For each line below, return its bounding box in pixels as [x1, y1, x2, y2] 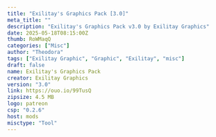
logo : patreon [7, 100, 49, 107]
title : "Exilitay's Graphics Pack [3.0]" [7, 10, 129, 17]
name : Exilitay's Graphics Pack [7, 68, 101, 75]
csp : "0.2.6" [7, 107, 45, 113]
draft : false [7, 62, 45, 68]
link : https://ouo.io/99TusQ [7, 87, 92, 94]
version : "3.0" [7, 81, 51, 88]
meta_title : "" [7, 17, 51, 24]
